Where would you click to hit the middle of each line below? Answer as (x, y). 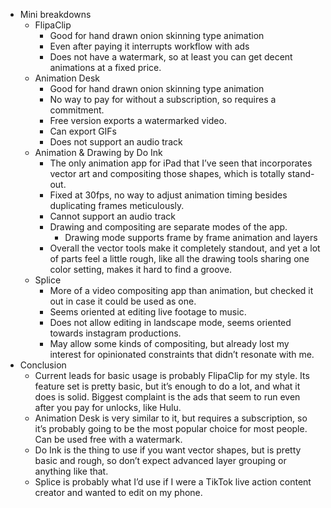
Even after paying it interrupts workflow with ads (149, 46)
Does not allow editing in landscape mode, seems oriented (170, 322)
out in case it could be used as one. (123, 301)
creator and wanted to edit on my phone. (118, 492)
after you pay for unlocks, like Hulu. (108, 407)
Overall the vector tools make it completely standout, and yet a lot (185, 248)
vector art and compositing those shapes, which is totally (167, 173)
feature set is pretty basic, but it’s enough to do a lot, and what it (167, 386)
